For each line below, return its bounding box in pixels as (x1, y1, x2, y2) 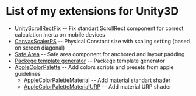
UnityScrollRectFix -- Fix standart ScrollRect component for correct (14, 24, 184, 32)
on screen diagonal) (14, 44, 65, 51)
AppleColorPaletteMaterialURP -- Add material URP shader (23, 83, 172, 90)
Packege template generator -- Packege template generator (14, 57, 165, 64)
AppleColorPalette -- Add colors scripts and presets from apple (14, 63, 174, 71)
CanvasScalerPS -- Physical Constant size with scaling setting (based (14, 37, 190, 45)
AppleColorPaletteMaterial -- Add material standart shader (23, 76, 171, 84)
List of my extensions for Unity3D (5, 4, 179, 18)
